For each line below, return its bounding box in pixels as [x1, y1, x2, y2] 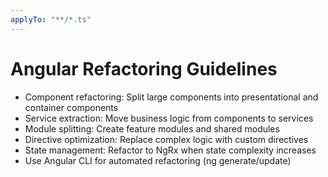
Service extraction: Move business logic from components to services [24, 112, 314, 124]
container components [24, 101, 119, 113]
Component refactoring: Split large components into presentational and [24, 91, 319, 103]
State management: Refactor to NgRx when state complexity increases [24, 144, 317, 156]
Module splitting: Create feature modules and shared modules [24, 122, 280, 135]
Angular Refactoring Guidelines [10, 57, 278, 80]
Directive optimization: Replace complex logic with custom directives [24, 133, 309, 145]
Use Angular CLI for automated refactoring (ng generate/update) [24, 154, 292, 166]
